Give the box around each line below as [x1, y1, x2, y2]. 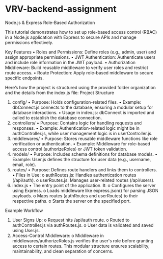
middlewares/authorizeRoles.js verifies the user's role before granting [12, 237, 154, 243]
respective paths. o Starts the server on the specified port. [12, 198, 131, 204]
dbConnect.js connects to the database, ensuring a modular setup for [12, 104, 154, 110]
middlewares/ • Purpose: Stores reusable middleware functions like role [12, 136, 158, 141]
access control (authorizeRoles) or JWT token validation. [12, 146, 128, 152]
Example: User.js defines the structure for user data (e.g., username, [12, 156, 151, 162]
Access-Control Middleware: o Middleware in [12, 233, 104, 238]
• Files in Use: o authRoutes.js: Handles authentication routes [12, 172, 136, 178]
